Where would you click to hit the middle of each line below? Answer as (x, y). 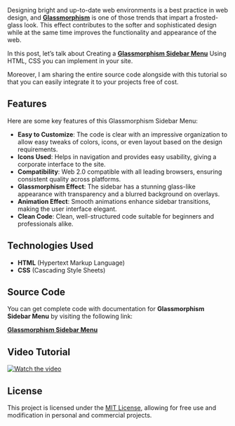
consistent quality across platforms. (69, 179)
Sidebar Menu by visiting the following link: (70, 316)
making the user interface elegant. (67, 209)
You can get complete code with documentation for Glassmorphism (106, 309)
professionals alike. (45, 224)
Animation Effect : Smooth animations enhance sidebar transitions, (114, 201)
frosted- (207, 18)
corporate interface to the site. (62, 164)
